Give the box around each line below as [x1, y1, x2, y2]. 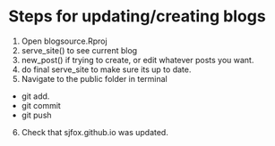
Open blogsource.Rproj [21, 36, 108, 46]
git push [21, 109, 52, 120]
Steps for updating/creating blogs [8, 6, 266, 27]
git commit [21, 100, 62, 110]
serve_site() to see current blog [21, 45, 138, 55]
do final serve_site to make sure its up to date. [21, 64, 192, 75]
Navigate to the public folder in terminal [21, 73, 168, 84]
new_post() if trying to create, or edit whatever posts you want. [21, 54, 254, 65]
